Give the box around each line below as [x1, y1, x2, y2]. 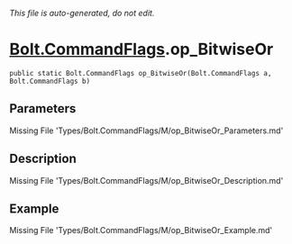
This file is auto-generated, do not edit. [9, 8, 155, 18]
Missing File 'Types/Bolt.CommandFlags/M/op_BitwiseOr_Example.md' [9, 225, 273, 236]
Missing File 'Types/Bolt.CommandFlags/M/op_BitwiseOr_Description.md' [9, 175, 284, 185]
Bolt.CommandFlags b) [9, 77, 91, 86]
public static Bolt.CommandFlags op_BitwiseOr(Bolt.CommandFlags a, [9, 68, 272, 77]
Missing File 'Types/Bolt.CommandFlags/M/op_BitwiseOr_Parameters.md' [9, 125, 284, 136]
